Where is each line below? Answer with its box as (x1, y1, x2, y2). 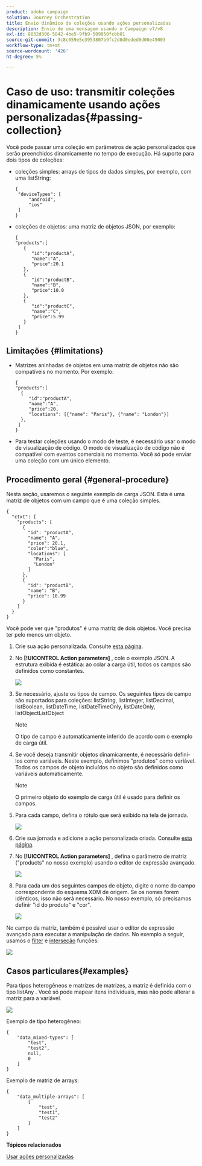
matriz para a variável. (6, 995, 62, 1001)
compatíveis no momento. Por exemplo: (14, 368, 114, 376)
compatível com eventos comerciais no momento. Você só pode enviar (14, 450, 192, 458)
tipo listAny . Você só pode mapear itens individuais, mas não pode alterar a (6, 988, 195, 995)
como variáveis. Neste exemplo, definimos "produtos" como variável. (24, 757, 196, 764)
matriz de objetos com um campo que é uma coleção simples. (6, 497, 161, 504)
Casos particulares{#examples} (6, 966, 129, 976)
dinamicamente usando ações (6, 98, 161, 112)
